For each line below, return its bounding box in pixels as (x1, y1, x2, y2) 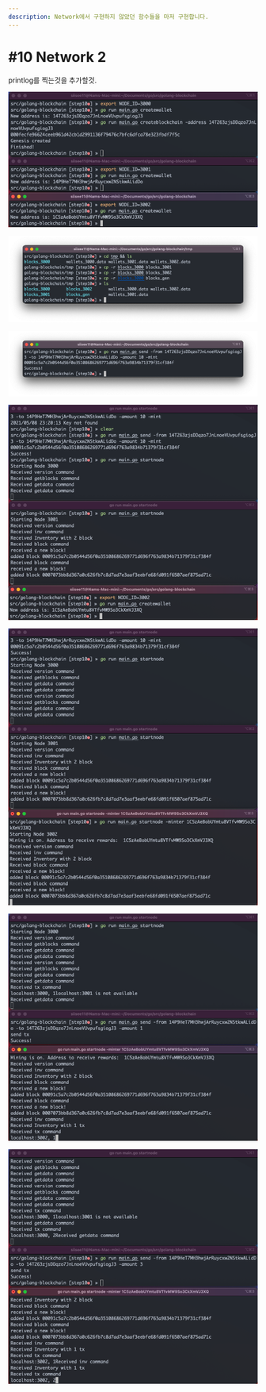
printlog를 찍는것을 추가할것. (8, 75, 97, 85)
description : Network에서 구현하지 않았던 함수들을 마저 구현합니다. (8, 13, 209, 21)
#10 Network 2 (8, 48, 107, 66)
